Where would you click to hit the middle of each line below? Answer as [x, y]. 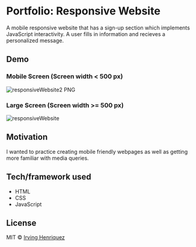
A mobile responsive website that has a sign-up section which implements [98, 28]
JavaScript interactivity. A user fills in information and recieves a [86, 34]
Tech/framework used [49, 177]
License [21, 223]
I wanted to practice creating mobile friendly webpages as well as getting [97, 151]
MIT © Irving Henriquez [35, 237]
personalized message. [35, 40]
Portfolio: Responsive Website [83, 11]
